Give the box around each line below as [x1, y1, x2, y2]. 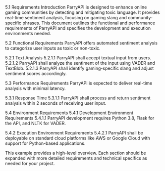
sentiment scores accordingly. [5, 71, 67, 76]
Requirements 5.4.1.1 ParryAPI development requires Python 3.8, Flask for [5, 115, 155, 121]
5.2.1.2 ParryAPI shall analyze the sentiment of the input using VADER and [5, 60, 155, 66]
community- [128, 15, 153, 20]
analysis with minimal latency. [5, 85, 66, 91]
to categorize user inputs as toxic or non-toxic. [5, 45, 101, 51]
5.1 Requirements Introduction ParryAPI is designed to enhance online [5, 4, 147, 10]
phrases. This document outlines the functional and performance [22, 20, 155, 26]
